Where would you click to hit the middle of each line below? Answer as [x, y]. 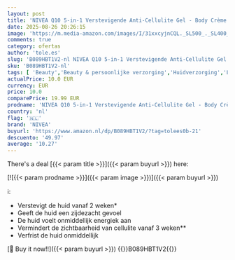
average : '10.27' [33, 144]
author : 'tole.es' [34, 53]
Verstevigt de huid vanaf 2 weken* [67, 206]
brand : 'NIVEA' [29, 124]
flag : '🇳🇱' [24, 118]
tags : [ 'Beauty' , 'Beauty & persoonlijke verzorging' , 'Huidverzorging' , [115, 72]
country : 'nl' [28, 111]
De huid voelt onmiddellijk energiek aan [74, 221]
